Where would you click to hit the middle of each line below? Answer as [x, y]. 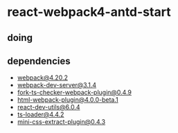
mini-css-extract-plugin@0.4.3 [61, 122]
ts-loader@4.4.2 [41, 114]
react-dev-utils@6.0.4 [48, 107]
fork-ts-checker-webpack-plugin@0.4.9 [74, 92]
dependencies [39, 61]
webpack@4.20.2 [42, 78]
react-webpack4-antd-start [89, 12]
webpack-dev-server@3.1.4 [57, 85]
